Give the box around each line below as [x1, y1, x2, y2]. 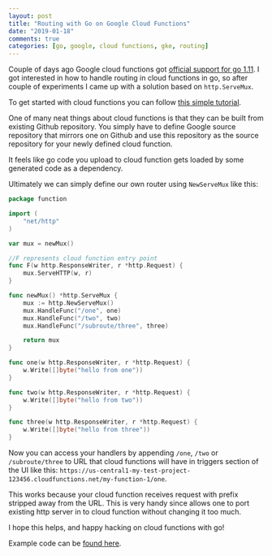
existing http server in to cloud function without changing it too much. [8, 507, 242, 516]
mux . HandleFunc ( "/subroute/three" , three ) [23, 322, 169, 330]
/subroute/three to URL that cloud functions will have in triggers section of [8, 457, 259, 466]
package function [8, 195, 67, 203]
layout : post [8, 11, 53, 20]
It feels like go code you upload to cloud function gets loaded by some [8, 155, 244, 165]
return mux [23, 337, 60, 345]
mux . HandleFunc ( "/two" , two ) [23, 314, 122, 322]
